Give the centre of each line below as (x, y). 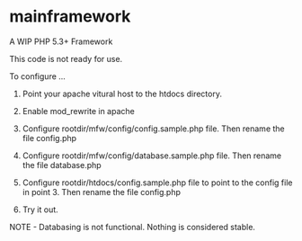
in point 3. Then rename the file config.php (102, 192)
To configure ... (37, 76)
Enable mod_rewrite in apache (78, 111)
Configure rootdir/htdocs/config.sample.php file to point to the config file (157, 183)
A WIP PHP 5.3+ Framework (61, 41)
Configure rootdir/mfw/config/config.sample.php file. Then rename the (153, 129)
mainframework (70, 17)
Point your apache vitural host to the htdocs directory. (122, 94)
